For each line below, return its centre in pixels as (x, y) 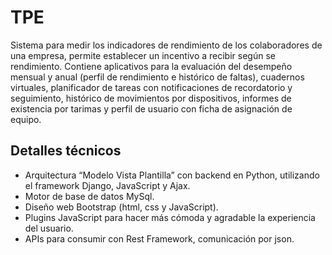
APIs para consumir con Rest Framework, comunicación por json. (159, 238)
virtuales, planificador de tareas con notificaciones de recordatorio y (151, 87)
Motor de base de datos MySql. (89, 196)
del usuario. (49, 228)
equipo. (26, 119)
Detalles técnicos (66, 151)
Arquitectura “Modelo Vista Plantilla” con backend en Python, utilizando (172, 175)
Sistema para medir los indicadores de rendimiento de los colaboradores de (166, 45)
